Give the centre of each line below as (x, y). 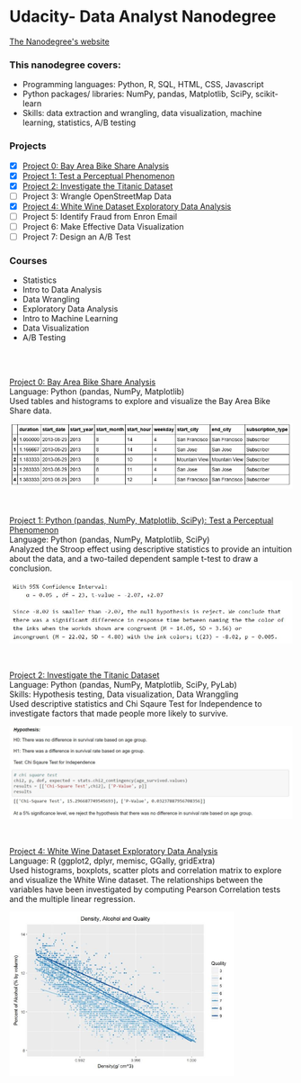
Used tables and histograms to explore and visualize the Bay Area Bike (140, 402)
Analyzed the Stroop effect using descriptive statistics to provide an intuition (151, 549)
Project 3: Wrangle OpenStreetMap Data (97, 196)
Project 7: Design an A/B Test (76, 237)
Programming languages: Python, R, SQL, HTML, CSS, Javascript (143, 85)
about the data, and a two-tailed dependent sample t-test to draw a (134, 558)
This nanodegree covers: (65, 65)
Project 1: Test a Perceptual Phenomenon (98, 176)
